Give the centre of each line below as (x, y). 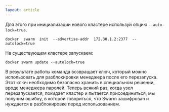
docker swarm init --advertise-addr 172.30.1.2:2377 (67, 39)
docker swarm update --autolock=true (45, 62)
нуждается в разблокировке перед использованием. (63, 104)
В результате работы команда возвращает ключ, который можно (76, 71)
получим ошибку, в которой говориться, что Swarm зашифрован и (77, 98)
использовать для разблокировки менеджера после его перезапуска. (81, 77)
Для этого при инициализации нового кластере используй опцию (76, 24)
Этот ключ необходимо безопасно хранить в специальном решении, (80, 82)
